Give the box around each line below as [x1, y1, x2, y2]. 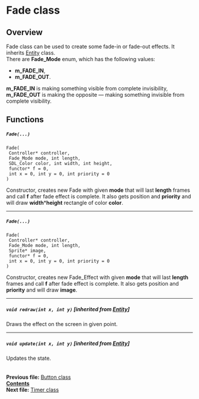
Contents [6, 380, 30, 387]
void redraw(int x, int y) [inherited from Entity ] [6, 305, 130, 312]
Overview [6, 27, 43, 37]
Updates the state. [6, 354, 52, 362]
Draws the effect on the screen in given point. [6, 321, 118, 328]
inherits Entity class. [6, 49, 56, 56]
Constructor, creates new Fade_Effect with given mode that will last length [6, 274, 188, 281]
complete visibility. [6, 97, 52, 104]
